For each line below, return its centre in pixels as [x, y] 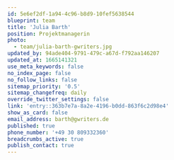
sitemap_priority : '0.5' [44, 86]
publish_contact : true [41, 146]
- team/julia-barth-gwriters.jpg [63, 47]
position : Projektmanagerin [49, 34]
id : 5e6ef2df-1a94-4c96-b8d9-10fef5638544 [71, 14]
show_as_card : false [38, 113]
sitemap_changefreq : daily [47, 93]
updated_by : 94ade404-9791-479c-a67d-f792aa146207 [83, 54]
